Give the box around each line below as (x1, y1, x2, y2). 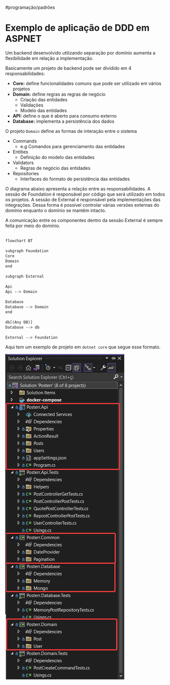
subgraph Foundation (5, 248, 49, 254)
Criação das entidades (20, 96, 67, 102)
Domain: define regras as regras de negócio (12, 91, 106, 97)
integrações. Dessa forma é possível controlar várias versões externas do (5, 202, 160, 208)
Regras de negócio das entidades (20, 165, 91, 171)
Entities (12, 149, 28, 155)
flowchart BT (5, 238, 33, 243)
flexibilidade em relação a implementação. (5, 55, 94, 61)
